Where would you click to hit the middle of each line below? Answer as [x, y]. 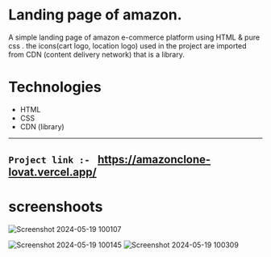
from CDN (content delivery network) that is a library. [97, 54]
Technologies [55, 87]
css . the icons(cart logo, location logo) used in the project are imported [128, 45]
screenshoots [56, 207]
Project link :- [49, 160]
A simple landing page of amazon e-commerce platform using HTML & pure [134, 37]
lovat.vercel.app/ [52, 173]
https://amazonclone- [154, 160]
